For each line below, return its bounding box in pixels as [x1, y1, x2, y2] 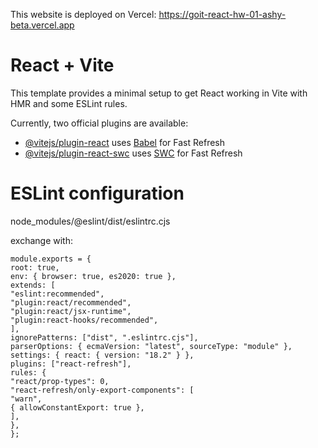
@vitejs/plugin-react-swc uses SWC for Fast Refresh [24, 147, 243, 159]
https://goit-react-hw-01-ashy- [158, 9, 287, 20]
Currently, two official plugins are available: [10, 117, 189, 129]
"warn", [10, 394, 43, 404]
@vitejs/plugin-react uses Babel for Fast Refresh [24, 136, 226, 148]
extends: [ [10, 280, 56, 290]
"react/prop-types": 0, [10, 376, 110, 386]
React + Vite [10, 54, 115, 77]
